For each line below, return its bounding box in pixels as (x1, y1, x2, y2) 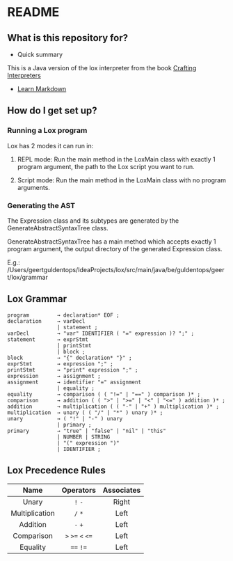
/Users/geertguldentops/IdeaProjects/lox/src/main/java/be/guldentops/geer (7, 265, 225, 274)
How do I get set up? (7, 105, 97, 117)
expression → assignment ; (7, 372, 101, 379)
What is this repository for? (7, 32, 129, 44)
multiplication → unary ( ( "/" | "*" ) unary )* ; (7, 409, 163, 416)
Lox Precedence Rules (7, 464, 106, 477)
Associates (102, 485, 141, 495)
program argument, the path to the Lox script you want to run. (17, 162, 195, 171)
